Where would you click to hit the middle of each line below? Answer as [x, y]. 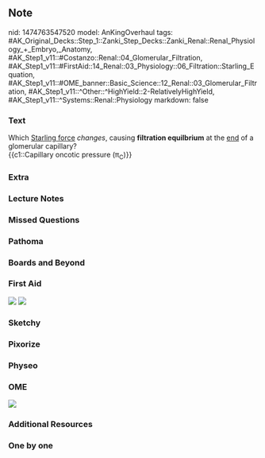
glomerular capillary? [42, 146]
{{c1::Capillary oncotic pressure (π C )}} [70, 156]
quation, [22, 74]
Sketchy [25, 323]
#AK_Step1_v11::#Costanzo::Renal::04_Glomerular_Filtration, [106, 57]
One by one [31, 445]
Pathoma [26, 241]
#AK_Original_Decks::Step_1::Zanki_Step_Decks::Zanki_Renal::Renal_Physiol [132, 41]
